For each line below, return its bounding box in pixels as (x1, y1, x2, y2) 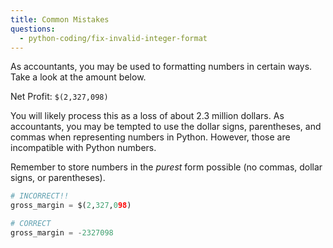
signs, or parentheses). (10, 172, 106, 184)
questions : (10, 24, 56, 34)
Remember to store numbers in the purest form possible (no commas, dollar (10, 161, 323, 173)
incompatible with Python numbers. (10, 142, 157, 154)
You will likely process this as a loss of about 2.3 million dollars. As (10, 110, 285, 122)
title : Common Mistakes (10, 14, 110, 25)
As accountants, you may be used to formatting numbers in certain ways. (10, 61, 313, 73)
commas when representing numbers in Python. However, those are (10, 131, 291, 143)
